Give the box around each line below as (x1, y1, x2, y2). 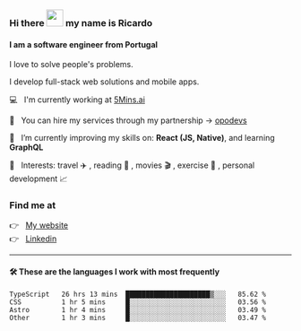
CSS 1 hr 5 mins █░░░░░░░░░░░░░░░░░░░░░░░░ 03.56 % (9, 297, 267, 307)
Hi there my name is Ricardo (9, 16, 153, 29)
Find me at (9, 199, 56, 212)
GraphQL (9, 142, 44, 152)
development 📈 (9, 173, 68, 184)
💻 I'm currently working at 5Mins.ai (9, 94, 146, 105)
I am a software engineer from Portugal (9, 39, 159, 49)
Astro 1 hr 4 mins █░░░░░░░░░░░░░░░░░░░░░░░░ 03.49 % (9, 305, 267, 314)
